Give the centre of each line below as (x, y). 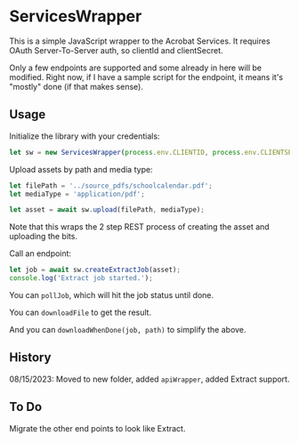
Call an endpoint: (40, 254)
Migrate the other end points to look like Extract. (97, 428)
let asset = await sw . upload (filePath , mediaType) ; (107, 210)
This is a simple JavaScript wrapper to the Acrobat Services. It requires (140, 41)
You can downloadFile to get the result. (81, 312)
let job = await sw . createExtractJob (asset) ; (95, 270)
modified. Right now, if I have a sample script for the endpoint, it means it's (146, 77)
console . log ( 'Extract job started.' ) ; (81, 278)
